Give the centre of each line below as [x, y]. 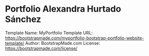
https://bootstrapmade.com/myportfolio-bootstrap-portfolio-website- [75, 38]
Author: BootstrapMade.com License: [63, 43]
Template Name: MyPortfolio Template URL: [49, 33]
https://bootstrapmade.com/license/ [41, 48]
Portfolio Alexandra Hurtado [63, 9]
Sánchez [23, 19]
